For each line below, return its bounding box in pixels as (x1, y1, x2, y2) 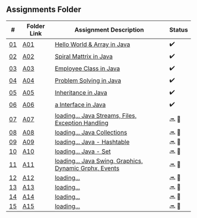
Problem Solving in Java (55, 77, 121, 85)
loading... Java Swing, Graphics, (55, 157, 143, 165)
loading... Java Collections (55, 128, 127, 136)
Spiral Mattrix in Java (55, 53, 113, 61)
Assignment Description (74, 26, 144, 34)
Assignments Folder (6, 5, 81, 15)
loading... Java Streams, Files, (55, 111, 137, 119)
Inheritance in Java (55, 89, 107, 97)
